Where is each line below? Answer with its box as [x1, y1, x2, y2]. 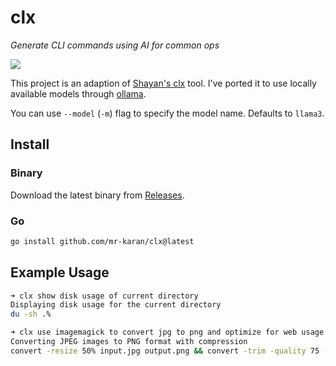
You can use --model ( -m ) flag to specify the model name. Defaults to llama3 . [10, 107, 325, 119]
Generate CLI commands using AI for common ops [10, 39, 220, 51]
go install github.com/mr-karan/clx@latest [10, 236, 195, 246]
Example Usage [10, 264, 110, 281]
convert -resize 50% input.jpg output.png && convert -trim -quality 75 [10, 346, 320, 356]
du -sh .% [10, 309, 52, 320]
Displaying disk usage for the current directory [10, 300, 222, 310]
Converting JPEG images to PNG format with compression [10, 337, 248, 347]
